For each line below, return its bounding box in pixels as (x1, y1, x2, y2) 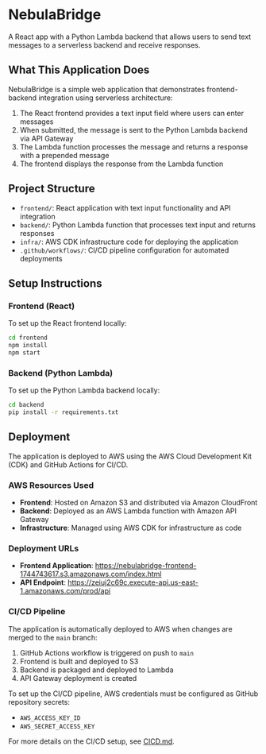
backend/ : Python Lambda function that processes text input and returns (19, 220, 256, 230)
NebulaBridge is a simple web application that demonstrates (8, 84, 205, 94)
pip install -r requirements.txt (8, 408, 119, 416)
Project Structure (8, 182, 95, 195)
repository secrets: (8, 697, 70, 706)
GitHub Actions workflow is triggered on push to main (19, 648, 195, 657)
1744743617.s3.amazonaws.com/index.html (19, 570, 162, 579)
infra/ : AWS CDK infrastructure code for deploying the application (19, 237, 239, 246)
